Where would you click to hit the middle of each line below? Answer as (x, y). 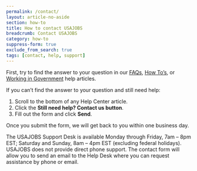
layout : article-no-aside (38, 17)
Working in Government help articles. (51, 78)
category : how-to (27, 39)
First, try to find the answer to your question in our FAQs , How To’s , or (91, 72)
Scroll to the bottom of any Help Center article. (71, 101)
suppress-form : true (31, 45)
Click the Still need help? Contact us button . (69, 107)
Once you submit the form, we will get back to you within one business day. (98, 125)
